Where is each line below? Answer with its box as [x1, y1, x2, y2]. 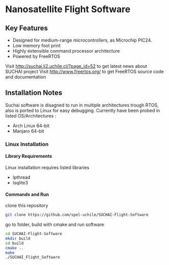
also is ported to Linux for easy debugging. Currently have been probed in [5, 107, 160, 113]
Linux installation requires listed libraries [5, 164, 90, 170]
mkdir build [5, 236, 30, 241]
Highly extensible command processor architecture [12, 48, 120, 54]
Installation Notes [5, 89, 62, 97]
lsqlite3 [12, 179, 28, 185]
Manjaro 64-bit [12, 128, 44, 134]
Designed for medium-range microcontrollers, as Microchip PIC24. [12, 37, 152, 43]
